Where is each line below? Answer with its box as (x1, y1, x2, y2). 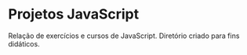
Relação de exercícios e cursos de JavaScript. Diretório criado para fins (8, 31, 240, 40)
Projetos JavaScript (8, 5, 140, 23)
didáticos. (8, 39, 41, 48)
